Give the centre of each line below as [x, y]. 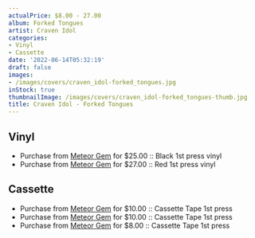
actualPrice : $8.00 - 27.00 [55, 16]
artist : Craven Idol [43, 30]
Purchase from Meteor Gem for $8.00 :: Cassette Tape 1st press [125, 225]
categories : [28, 38]
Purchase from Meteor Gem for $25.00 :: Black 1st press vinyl [121, 155]
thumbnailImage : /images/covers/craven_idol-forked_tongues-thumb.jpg [128, 97]
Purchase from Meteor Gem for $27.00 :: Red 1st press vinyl [118, 164]
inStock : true [32, 90]
